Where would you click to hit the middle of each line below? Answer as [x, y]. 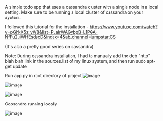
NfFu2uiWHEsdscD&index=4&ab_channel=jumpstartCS [60, 37]
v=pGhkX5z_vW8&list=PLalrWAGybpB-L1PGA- [52, 32]
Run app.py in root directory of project [43, 76]
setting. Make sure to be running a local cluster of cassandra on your [74, 12]
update [20, 66]
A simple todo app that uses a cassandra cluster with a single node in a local [82, 7]
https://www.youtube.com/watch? [124, 27]
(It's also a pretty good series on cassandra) [49, 46]
